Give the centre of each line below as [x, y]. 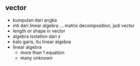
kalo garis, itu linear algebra [42, 42]
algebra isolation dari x [37, 36]
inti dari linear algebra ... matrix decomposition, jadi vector [74, 25]
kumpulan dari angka [35, 20]
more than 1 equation [42, 52]
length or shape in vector [39, 31]
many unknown [36, 58]
